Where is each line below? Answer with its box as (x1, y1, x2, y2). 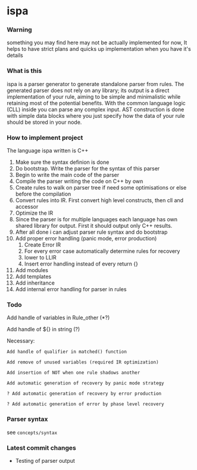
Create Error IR (24, 241, 61, 249)
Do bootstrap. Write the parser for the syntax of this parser (15, 165, 160, 172)
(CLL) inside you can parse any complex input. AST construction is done (7, 106, 185, 113)
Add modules (15, 267, 48, 274)
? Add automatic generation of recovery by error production (7, 390, 162, 397)
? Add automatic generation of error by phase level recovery (7, 401, 164, 407)
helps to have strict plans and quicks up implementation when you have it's (7, 45, 191, 53)
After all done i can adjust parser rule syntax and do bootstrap (15, 228, 168, 236)
